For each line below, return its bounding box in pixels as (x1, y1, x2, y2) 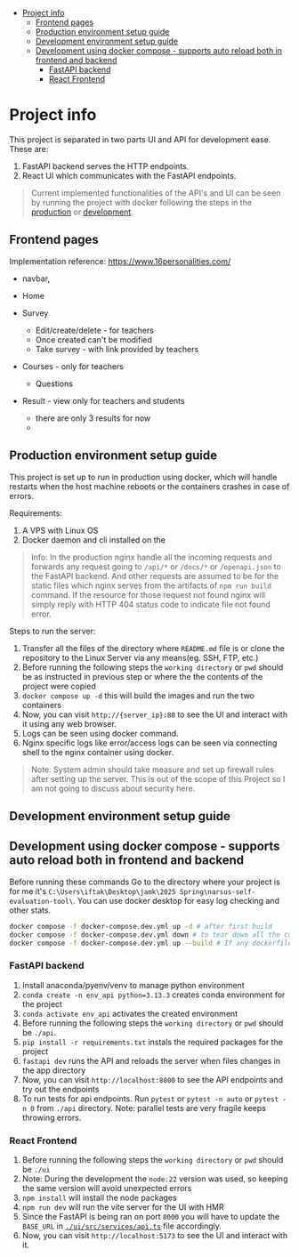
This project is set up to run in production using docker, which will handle (9, 471, 278, 482)
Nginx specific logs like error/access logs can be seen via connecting (21, 737, 278, 748)
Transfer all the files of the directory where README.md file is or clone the (21, 642, 285, 653)
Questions (35, 378, 74, 389)
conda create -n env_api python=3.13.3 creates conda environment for (21, 989, 286, 1000)
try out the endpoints (21, 1084, 100, 1094)
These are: (9, 143, 49, 154)
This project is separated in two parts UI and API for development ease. (9, 133, 271, 145)
